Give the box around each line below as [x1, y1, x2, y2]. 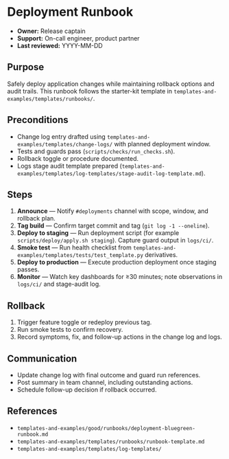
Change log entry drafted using [16, 132, 106, 141]
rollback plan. [16, 214, 56, 223]
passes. [16, 265, 40, 273]
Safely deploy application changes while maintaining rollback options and [7, 80, 215, 88]
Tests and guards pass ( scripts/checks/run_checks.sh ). [16, 147, 176, 155]
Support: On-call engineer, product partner [16, 34, 140, 42]
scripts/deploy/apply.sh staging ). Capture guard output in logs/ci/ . [16, 236, 214, 245]
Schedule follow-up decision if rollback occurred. [16, 385, 157, 394]
